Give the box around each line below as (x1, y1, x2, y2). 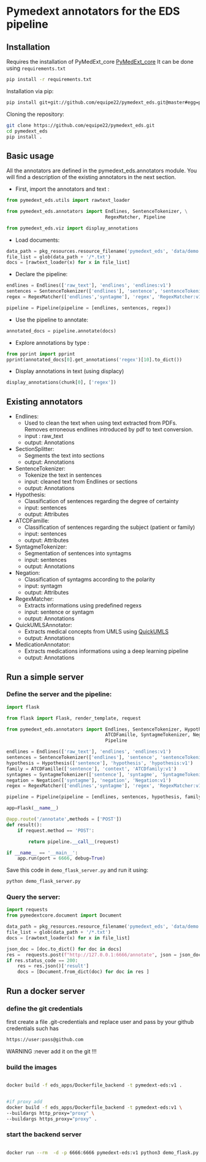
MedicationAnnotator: (15, 641, 71, 648)
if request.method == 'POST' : (17, 827, 95, 834)
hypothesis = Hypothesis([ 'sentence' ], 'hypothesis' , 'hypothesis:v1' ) (6, 760, 193, 766)
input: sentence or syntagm (24, 609, 94, 616)
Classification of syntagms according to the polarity (24, 575, 155, 583)
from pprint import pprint (6, 351, 75, 357)
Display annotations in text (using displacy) (15, 367, 124, 375)
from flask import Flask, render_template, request (6, 715, 141, 721)
